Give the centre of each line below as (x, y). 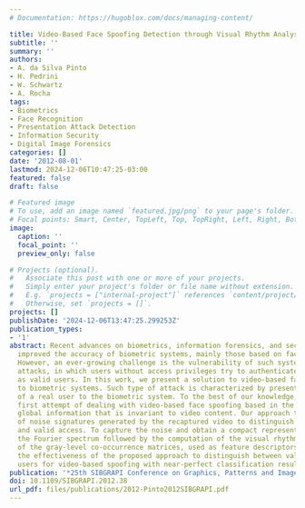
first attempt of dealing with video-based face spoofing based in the (156, 405)
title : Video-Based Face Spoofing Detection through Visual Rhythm (140, 34)
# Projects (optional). (54, 270)
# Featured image (42, 203)
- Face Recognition (46, 119)
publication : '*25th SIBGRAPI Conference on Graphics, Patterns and (142, 473)
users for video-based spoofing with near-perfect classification (146, 464)
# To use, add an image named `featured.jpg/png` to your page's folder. (152, 211)
